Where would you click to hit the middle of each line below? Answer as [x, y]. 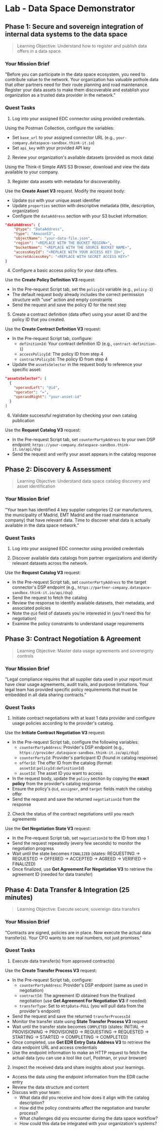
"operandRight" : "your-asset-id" [48, 397]
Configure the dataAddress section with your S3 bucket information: [80, 216]
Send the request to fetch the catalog [50, 598]
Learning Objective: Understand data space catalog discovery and [83, 481]
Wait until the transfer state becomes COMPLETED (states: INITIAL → [78, 1026]
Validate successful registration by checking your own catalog [74, 415]
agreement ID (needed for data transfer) [52, 875]
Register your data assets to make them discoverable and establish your [77, 90]
